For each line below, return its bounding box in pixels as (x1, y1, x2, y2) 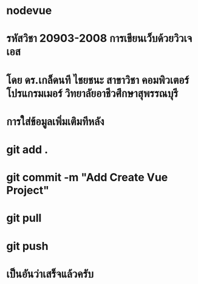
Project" (6, 184, 50, 198)
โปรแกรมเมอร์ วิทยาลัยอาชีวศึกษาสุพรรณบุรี (6, 86, 179, 100)
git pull (6, 211, 42, 225)
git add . (6, 142, 49, 156)
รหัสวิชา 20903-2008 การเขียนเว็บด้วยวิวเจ (6, 32, 193, 46)
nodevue (6, 4, 52, 18)
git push (6, 239, 49, 253)
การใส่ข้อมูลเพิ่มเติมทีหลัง (6, 114, 104, 128)
